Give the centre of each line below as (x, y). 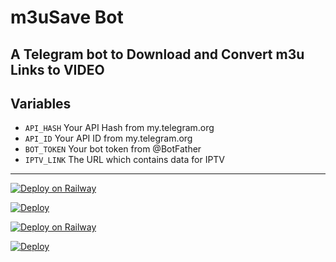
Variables (41, 103)
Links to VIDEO (57, 69)
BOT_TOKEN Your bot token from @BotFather (113, 149)
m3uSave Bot (67, 17)
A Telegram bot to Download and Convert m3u (157, 54)
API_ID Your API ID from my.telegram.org (108, 138)
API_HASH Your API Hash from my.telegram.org (119, 128)
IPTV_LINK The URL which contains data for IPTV (125, 160)
